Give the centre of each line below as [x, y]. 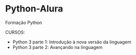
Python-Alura [34, 9]
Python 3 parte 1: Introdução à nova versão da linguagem [72, 42]
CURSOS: [15, 32]
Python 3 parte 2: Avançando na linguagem [57, 47]
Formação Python [24, 22]
